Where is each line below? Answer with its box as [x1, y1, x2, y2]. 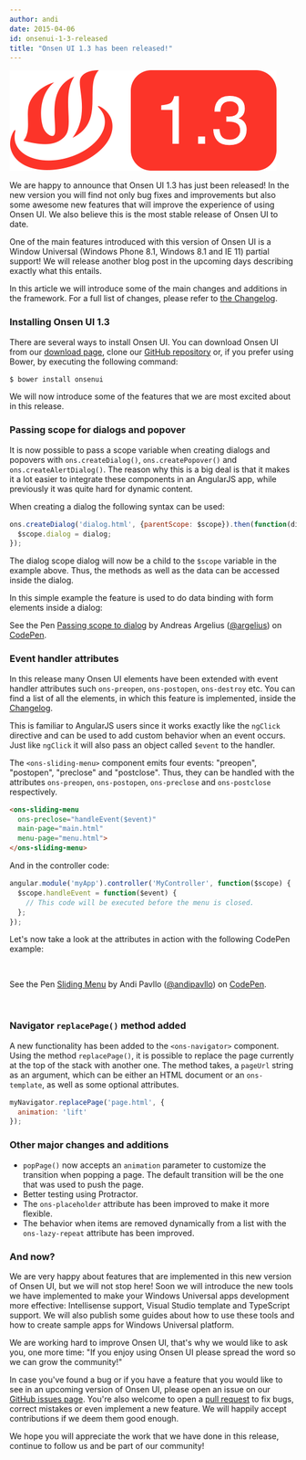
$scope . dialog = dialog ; [17, 530, 112, 539]
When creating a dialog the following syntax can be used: [9, 500, 225, 511]
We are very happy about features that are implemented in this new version [9, 1270, 292, 1282]
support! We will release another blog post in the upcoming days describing [9, 256, 294, 267]
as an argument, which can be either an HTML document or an [9, 1069, 245, 1080]
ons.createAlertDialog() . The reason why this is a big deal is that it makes [9, 464, 291, 475]
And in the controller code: [9, 860, 109, 871]
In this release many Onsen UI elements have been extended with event [9, 673, 279, 684]
